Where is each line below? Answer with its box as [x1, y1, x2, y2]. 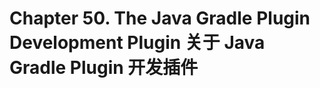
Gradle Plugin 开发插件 [9, 57, 199, 79]
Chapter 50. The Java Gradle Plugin [9, 7, 311, 30]
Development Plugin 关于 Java [9, 32, 266, 54]
